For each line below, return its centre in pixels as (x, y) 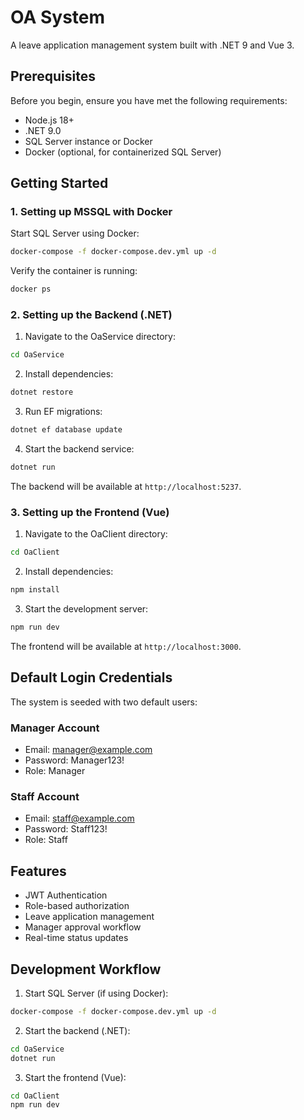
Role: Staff (46, 840)
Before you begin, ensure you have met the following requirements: (149, 100)
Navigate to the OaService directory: (100, 337)
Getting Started (59, 183)
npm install (35, 590)
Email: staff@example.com (79, 818)
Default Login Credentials (91, 677)
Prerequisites (53, 76)
